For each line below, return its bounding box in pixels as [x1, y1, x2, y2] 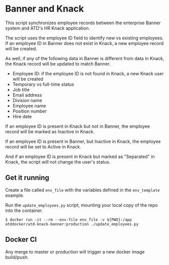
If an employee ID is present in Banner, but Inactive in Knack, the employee [5, 138, 161, 144]
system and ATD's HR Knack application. [5, 25, 90, 31]
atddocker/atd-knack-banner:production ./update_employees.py [5, 222, 139, 227]
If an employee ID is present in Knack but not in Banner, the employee [5, 123, 150, 129]
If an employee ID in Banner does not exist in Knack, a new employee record [5, 40, 164, 46]
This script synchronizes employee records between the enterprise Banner [5, 20, 161, 26]
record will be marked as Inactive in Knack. [5, 128, 95, 134]
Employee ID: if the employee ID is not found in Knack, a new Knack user [12, 70, 164, 76]
